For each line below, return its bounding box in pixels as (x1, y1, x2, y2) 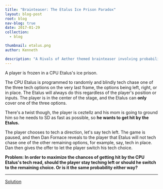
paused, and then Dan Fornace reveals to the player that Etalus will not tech (5, 134, 156, 140)
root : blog (5, 16, 27, 21)
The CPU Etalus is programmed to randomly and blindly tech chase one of (5, 79, 154, 85)
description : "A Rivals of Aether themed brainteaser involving (5, 57, 138, 61)
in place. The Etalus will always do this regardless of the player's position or (5, 90, 157, 95)
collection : (5, 30, 29, 35)
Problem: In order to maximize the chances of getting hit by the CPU (5, 154, 145, 160)
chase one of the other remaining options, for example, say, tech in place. (5, 139, 152, 145)
